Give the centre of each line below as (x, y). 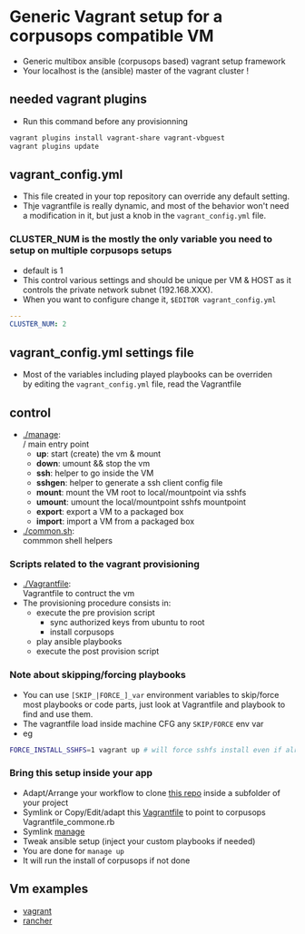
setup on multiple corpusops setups (91, 251)
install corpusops (82, 632)
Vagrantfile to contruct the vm (79, 594)
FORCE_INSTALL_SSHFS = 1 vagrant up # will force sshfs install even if (146, 750)
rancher (37, 920)
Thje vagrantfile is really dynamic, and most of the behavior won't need (156, 206)
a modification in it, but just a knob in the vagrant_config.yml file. (144, 216)
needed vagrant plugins (78, 99)
